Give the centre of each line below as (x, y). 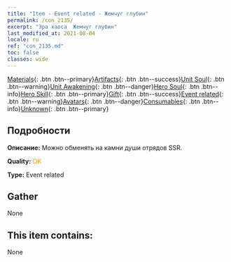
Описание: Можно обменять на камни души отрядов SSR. (95, 147)
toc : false (23, 53)
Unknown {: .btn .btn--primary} (65, 108)
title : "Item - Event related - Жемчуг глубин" (78, 14)
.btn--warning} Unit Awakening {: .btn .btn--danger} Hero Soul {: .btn (104, 86)
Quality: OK (24, 161)
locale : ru (23, 40)
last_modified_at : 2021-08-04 (51, 33)
